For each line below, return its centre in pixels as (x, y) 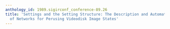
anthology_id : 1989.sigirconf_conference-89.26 (56, 10)
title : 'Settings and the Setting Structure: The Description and (77, 14)
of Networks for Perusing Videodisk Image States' (64, 19)
